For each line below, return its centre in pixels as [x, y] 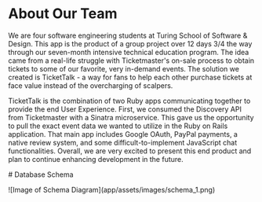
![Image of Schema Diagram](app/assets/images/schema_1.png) [112, 189]
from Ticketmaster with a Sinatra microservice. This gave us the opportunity [131, 117]
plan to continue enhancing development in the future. [96, 159]
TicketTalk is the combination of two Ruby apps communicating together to [129, 101]
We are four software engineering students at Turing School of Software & [128, 35]
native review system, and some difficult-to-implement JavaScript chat [123, 142]
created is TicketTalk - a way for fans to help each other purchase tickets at [130, 77]
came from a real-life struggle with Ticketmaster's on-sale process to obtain [131, 61]
